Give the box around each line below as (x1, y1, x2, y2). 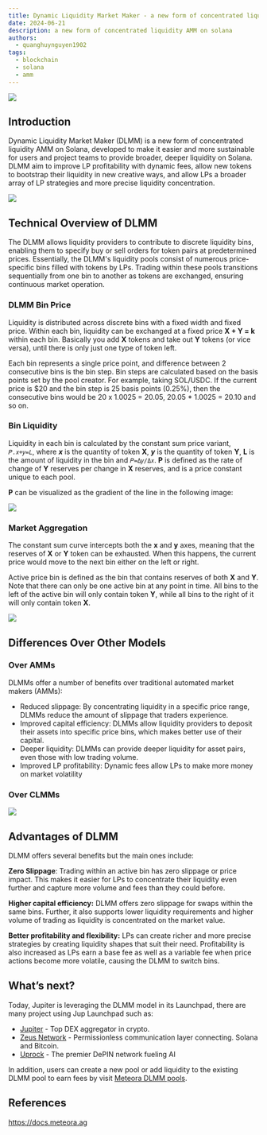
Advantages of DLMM (8, 830, 119, 843)
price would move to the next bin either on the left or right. (8, 557, 199, 567)
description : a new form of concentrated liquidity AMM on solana (8, 26, 233, 34)
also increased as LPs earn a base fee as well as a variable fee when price (8, 947, 252, 957)
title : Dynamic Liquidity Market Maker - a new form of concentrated (8, 11, 244, 20)
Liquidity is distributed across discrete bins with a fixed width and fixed (8, 317, 241, 327)
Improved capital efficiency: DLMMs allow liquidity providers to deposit (19, 719, 253, 728)
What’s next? (8, 979, 75, 993)
